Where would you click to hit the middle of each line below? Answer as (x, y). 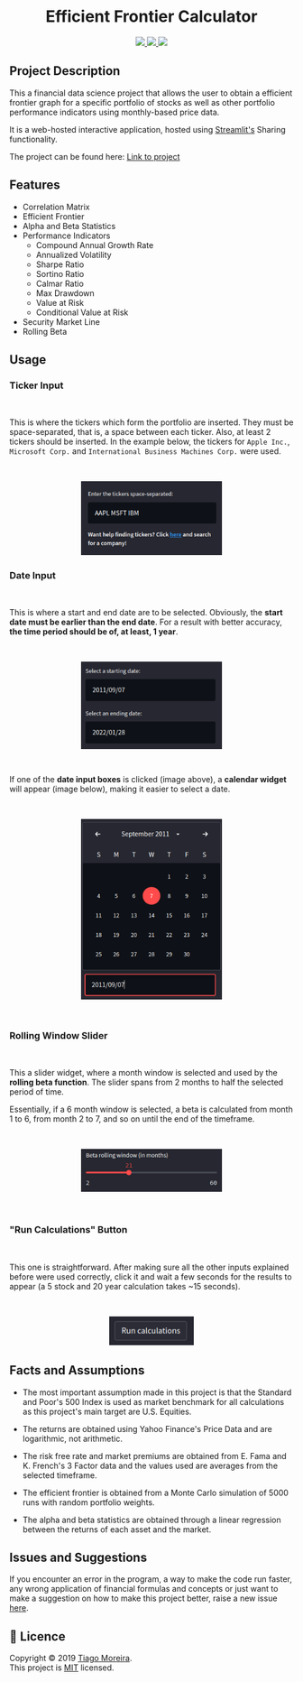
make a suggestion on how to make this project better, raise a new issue (143, 1598)
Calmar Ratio (60, 283)
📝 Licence (37, 1636)
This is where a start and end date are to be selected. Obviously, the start (146, 613)
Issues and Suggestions (78, 1557)
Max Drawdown (65, 293)
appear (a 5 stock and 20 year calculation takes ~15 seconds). (125, 1286)
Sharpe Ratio (60, 264)
